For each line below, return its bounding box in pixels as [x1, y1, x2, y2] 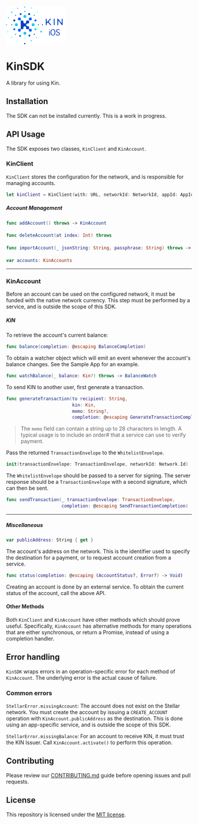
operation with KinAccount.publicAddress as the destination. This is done [6, 715, 183, 722]
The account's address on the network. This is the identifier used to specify [6, 548, 190, 555]
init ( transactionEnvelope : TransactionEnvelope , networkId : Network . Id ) [6, 461, 189, 467]
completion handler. [6, 635, 55, 642]
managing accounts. [6, 179, 56, 186]
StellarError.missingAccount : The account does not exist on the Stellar [6, 702, 180, 709]
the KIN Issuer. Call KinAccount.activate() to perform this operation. [6, 739, 173, 746]
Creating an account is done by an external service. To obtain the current [6, 583, 184, 590]
